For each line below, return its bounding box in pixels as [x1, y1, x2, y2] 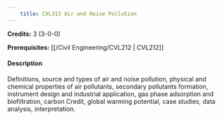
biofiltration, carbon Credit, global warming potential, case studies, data [7, 97, 216, 105]
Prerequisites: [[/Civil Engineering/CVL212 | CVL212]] [7, 43, 164, 51]
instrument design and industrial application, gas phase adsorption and [7, 89, 214, 98]
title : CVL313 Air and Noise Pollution [20, 10, 137, 18]
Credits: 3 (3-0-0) [7, 29, 61, 38]
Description [7, 59, 43, 67]
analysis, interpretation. [7, 105, 76, 113]
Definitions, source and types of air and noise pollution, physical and [7, 74, 206, 83]
